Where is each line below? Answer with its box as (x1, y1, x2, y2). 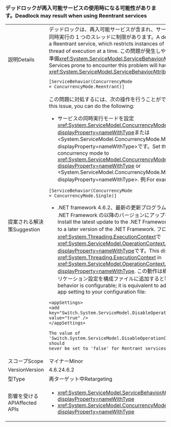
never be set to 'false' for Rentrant (49, 346, 143, 352)
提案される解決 (8, 218, 44, 225)
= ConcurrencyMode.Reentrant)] (49, 84, 125, 90)
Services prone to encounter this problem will (49, 62, 158, 69)
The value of (49, 330, 80, 336)
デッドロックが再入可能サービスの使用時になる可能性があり (5, 4, 152, 11)
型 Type (8, 376, 25, 383)
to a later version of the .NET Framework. (58, 225, 156, 233)
